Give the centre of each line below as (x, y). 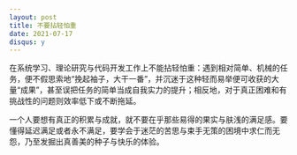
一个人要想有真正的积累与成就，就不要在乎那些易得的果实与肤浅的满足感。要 (148, 120)
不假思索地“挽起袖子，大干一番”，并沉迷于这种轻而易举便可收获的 (152, 79)
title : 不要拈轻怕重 (43, 26)
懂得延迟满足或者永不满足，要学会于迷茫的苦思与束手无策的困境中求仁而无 (145, 131)
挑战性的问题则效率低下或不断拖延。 (75, 101)
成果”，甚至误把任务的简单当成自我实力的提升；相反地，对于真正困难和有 (154, 90)
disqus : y (27, 42)
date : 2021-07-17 (41, 33)
